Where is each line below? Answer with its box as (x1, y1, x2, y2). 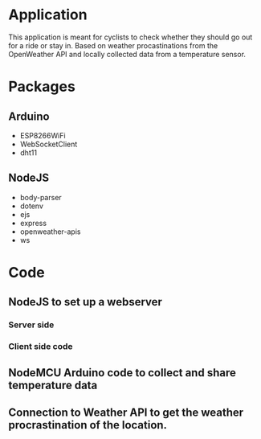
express (19, 218, 47, 228)
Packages (8, 78, 76, 96)
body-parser (19, 192, 62, 202)
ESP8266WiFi (19, 130, 66, 140)
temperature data (8, 378, 98, 392)
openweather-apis (19, 227, 81, 236)
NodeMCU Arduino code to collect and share (8, 366, 237, 380)
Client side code (8, 341, 74, 352)
